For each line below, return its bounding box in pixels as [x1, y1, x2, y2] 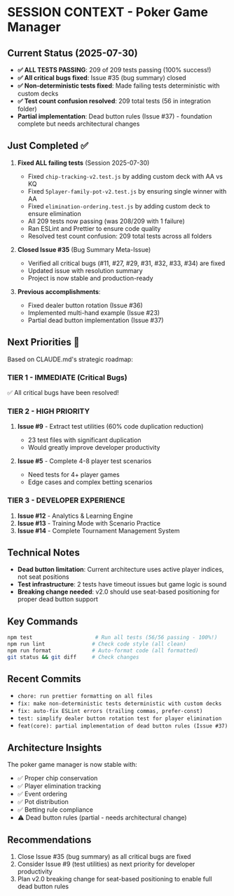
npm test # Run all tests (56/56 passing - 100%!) [7, 634, 218, 641]
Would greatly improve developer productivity [27, 443, 160, 452]
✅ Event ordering [17, 790, 68, 798]
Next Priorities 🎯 [7, 336, 80, 348]
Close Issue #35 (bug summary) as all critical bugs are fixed [17, 852, 191, 861]
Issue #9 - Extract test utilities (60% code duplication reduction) [17, 422, 204, 431]
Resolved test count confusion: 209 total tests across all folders [27, 232, 212, 240]
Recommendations [7, 834, 92, 845]
